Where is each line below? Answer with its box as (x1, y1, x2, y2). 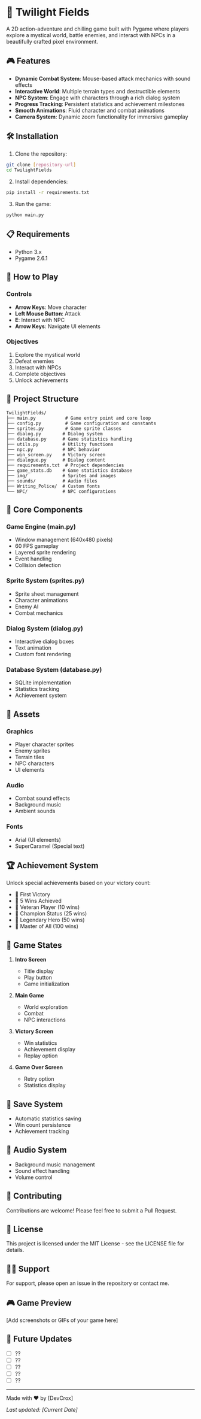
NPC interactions (23, 1016, 66, 1023)
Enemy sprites (14, 747, 51, 754)
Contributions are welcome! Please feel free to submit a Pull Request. (6, 1206, 177, 1214)
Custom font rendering (14, 650, 71, 657)
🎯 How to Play (6, 272, 59, 282)
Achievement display (23, 1046, 76, 1053)
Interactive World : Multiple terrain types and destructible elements (14, 87, 181, 95)
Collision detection (14, 562, 61, 569)
